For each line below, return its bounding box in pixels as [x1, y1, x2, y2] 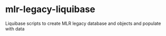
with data [5, 25, 25, 31]
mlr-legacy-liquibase [5, 4, 96, 15]
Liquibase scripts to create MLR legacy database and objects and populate [5, 20, 161, 26]
